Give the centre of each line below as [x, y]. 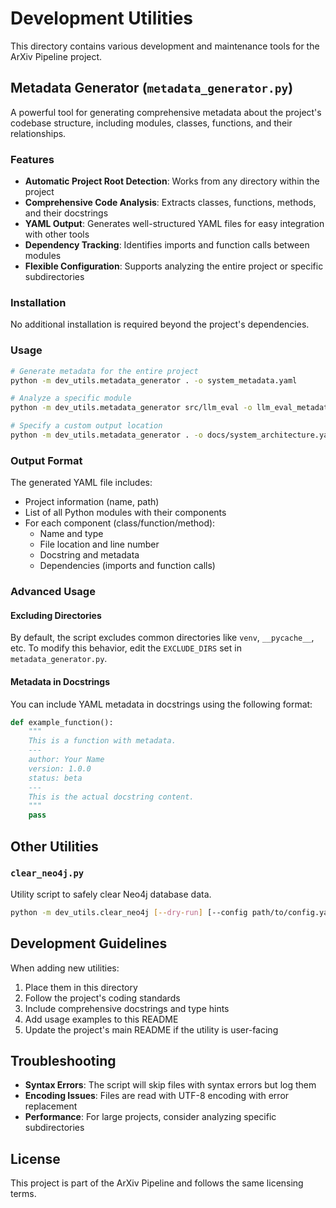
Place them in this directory [81, 987]
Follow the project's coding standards [102, 998]
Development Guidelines [89, 943]
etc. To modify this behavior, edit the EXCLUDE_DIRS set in [126, 648]
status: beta [55, 778]
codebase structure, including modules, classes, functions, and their [151, 123]
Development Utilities [102, 18]
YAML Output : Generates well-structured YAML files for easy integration [174, 224]
